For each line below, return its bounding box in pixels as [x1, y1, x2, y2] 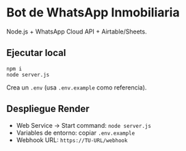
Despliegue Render [6, 103, 90, 115]
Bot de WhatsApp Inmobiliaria [6, 5, 180, 20]
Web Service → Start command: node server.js [16, 121, 152, 129]
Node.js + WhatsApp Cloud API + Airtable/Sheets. [6, 27, 148, 36]
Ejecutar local [6, 47, 66, 59]
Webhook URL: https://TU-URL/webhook [16, 135, 128, 144]
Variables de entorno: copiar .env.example [16, 128, 135, 137]
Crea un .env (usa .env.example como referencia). [6, 83, 147, 92]
